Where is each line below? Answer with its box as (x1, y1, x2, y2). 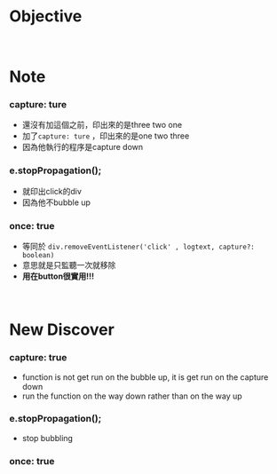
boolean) (21, 251, 55, 260)
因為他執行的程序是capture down (21, 142, 144, 153)
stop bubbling (21, 432, 74, 443)
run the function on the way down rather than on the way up (21, 391, 242, 401)
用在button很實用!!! (21, 271, 95, 281)
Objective (9, 6, 83, 27)
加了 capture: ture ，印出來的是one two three (21, 130, 190, 141)
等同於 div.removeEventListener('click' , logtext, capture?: (21, 241, 255, 252)
